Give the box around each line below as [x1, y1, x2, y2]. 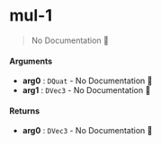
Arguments [9, 55, 53, 66]
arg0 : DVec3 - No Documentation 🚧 [22, 125, 153, 136]
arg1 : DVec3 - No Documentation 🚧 [22, 85, 151, 96]
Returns [9, 105, 40, 116]
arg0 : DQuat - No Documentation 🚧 [22, 75, 153, 86]
